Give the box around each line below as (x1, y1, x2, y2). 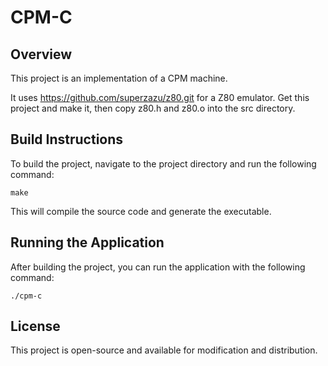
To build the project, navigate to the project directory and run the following (10, 157, 317, 170)
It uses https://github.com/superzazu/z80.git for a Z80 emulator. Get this (10, 92, 310, 103)
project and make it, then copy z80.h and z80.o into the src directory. (10, 102, 296, 114)
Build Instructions (10, 131, 124, 148)
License (10, 318, 61, 335)
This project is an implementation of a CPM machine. (10, 72, 228, 84)
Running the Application (10, 234, 165, 251)
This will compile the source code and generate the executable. (10, 205, 272, 217)
